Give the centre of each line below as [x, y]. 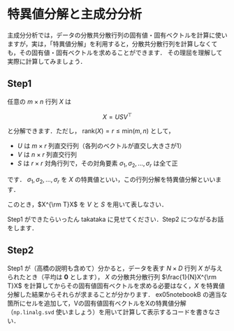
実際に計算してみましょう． [47, 61]
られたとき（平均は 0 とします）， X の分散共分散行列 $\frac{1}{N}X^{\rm [112, 276]
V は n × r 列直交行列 [47, 155]
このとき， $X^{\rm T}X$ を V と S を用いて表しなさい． [87, 204]
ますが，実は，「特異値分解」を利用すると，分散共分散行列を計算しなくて [112, 43]
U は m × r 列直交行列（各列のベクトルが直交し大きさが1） [101, 146]
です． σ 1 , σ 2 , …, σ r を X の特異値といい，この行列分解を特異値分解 [102, 181]
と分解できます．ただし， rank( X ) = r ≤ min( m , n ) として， [91, 131]
